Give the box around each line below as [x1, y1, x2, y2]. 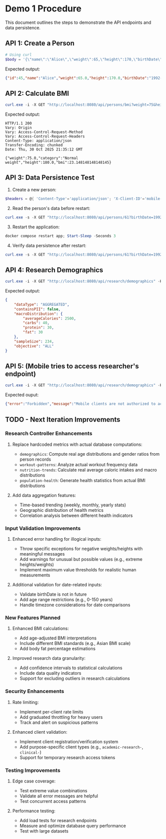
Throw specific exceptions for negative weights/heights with [19, 546, 143, 552]
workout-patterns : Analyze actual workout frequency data [19, 461, 138, 467]
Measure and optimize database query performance [19, 823, 126, 829]
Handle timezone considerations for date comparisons [19, 602, 130, 608]
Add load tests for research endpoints [19, 818, 97, 823]
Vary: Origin [5, 125, 32, 131]
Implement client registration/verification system [19, 738, 119, 745]
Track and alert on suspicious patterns [19, 719, 98, 725]
